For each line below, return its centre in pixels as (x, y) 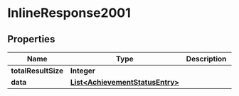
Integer (83, 71)
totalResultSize (37, 71)
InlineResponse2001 (69, 13)
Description (206, 59)
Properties (31, 39)
